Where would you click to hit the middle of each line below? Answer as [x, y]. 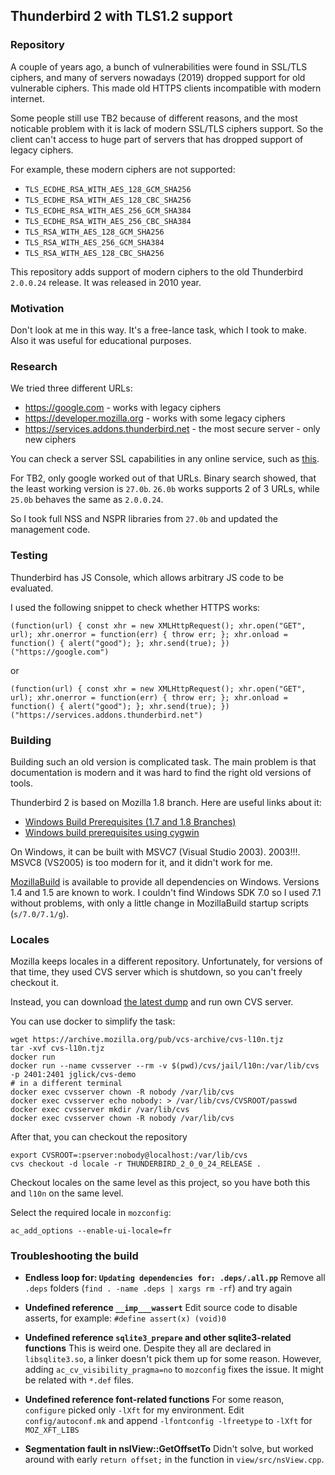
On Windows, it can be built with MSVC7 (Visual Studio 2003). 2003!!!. [155, 851]
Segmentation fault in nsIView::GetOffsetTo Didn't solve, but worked [169, 1449]
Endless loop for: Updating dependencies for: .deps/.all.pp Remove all [175, 1278]
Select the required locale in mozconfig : [91, 1213]
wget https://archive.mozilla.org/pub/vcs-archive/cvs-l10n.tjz [147, 1040]
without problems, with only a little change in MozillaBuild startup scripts [159, 903]
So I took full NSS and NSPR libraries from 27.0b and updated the [144, 519]
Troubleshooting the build [74, 1256]
